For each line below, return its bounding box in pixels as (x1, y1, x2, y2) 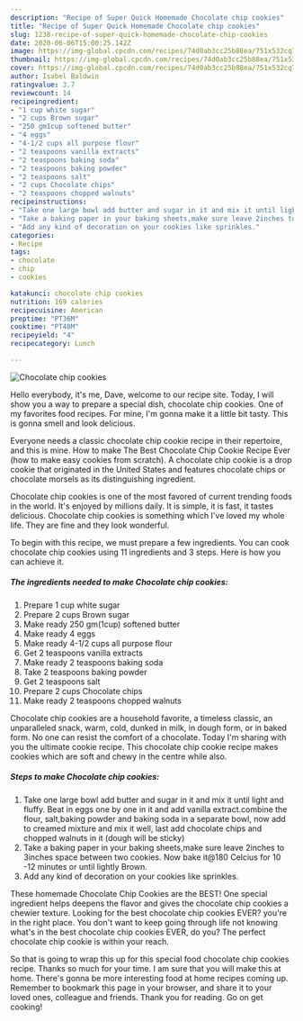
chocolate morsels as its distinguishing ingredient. (10, 474, 196, 484)
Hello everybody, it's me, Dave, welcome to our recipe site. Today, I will (10, 389, 274, 400)
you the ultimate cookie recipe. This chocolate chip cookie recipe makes (10, 741, 279, 752)
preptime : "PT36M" (10, 314, 79, 323)
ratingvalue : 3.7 (10, 80, 76, 89)
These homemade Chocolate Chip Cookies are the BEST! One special (10, 888, 268, 899)
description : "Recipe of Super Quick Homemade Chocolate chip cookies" (10, 13, 284, 23)
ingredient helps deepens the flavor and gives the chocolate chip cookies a (10, 898, 289, 908)
